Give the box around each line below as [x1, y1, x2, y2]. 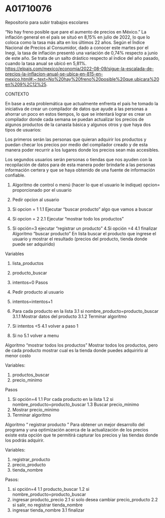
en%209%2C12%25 [5, 81, 47, 87]
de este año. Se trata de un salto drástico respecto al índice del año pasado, [5, 55, 160, 61]
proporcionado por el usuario [12, 187, 72, 193]
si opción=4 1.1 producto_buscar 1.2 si [12, 486, 90, 492]
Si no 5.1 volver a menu [12, 332, 59, 339]
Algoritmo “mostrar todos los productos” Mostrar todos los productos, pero [5, 342, 158, 348]
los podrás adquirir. [5, 437, 45, 443]
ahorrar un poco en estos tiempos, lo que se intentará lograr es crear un [5, 111, 152, 117]
